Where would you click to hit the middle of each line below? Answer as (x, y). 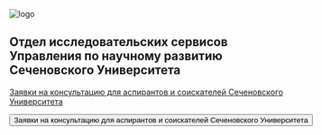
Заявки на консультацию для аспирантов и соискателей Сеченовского (147, 92)
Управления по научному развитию (116, 56)
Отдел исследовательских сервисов (119, 42)
